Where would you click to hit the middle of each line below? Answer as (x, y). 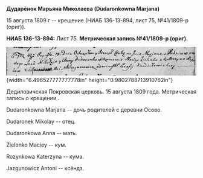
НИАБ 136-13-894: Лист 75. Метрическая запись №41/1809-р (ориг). (97, 38)
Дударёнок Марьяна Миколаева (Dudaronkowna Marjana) (83, 9)
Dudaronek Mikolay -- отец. (41, 121)
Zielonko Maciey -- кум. (36, 145)
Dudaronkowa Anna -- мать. (42, 133)
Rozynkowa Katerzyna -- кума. (45, 156)
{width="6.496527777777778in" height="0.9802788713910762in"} (90, 80)
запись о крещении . (33, 98)
